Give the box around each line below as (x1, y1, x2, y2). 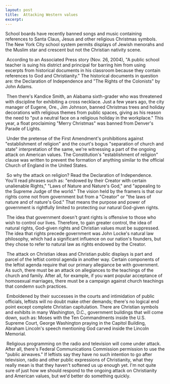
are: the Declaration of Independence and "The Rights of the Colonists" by (5, 78, 160, 84)
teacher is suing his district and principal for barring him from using (5, 62, 146, 68)
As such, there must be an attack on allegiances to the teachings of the (5, 267, 154, 274)
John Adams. (5, 84, 33, 90)
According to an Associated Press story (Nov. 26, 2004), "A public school (6, 57, 160, 63)
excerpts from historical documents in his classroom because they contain (5, 67, 161, 73)
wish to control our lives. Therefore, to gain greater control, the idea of (5, 220, 152, 226)
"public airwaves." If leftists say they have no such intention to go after (5, 352, 152, 358)
